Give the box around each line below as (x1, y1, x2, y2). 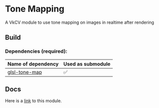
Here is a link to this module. (5, 98, 62, 104)
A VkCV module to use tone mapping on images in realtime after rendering (5, 19, 155, 25)
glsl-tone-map (7, 69, 42, 76)
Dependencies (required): (5, 48, 68, 55)
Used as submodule (63, 61, 111, 67)
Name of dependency (7, 61, 59, 67)
